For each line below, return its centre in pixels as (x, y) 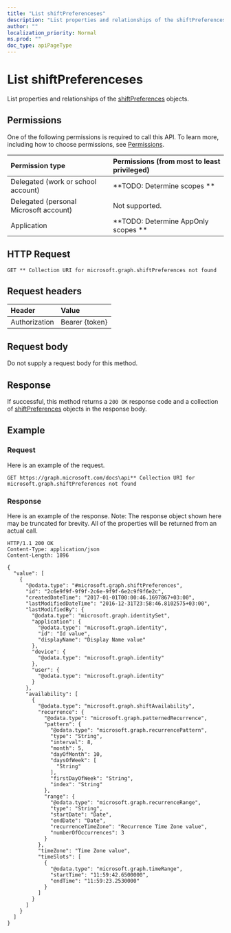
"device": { (49, 652)
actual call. (22, 531)
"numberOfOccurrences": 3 (88, 832)
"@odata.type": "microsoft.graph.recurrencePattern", (129, 730)
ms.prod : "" (24, 39)
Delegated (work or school (54, 181)
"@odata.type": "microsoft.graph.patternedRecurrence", (125, 718)
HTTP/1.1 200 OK (30, 543)
